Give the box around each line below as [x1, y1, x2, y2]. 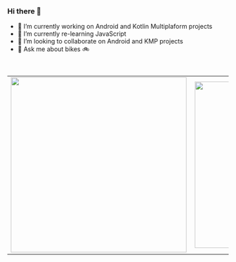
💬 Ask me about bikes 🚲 [17, 45, 90, 53]
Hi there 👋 [7, 6, 42, 16]
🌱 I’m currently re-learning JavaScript [17, 29, 126, 38]
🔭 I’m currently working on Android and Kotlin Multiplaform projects [17, 22, 213, 31]
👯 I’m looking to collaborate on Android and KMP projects [17, 37, 184, 46]
